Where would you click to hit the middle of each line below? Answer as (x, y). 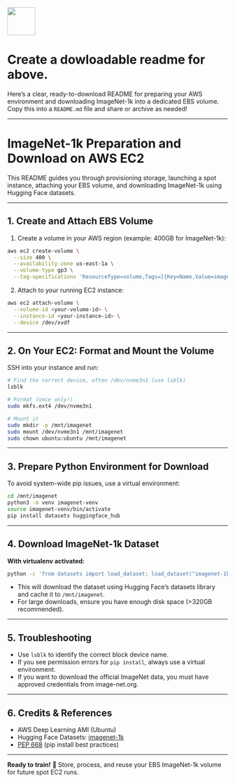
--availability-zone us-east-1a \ (64, 264)
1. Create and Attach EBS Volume (80, 221)
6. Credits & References (60, 713)
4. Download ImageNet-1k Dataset (83, 544)
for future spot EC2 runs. (43, 772)
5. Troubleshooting (50, 638)
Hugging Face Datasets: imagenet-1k (71, 737)
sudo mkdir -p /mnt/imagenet (50, 425)
